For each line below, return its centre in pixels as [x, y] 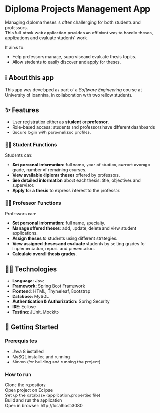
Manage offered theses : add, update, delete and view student [74, 228]
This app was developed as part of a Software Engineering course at [73, 90]
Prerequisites [21, 341]
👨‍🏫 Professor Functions [33, 203]
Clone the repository [25, 385]
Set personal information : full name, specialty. [59, 223]
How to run [18, 374]
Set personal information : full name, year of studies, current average [81, 165]
